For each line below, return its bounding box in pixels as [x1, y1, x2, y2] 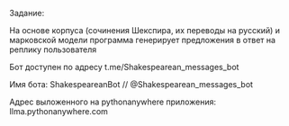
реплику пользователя [9, 44, 97, 55]
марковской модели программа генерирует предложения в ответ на [9, 35, 276, 45]
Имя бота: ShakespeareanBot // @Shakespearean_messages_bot [9, 79, 254, 89]
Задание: [9, 8, 45, 18]
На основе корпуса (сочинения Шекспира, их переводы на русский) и [9, 25, 281, 35]
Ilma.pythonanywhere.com [9, 106, 108, 116]
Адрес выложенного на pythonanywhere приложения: [9, 96, 217, 107]
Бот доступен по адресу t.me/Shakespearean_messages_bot [9, 62, 239, 72]
